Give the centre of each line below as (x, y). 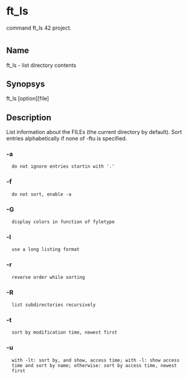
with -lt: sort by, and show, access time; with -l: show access (96, 360)
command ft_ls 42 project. (39, 28)
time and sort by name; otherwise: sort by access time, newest (94, 365)
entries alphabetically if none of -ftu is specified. (67, 139)
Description (29, 117)
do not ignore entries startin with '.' (63, 167)
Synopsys (26, 84)
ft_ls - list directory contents (41, 65)
